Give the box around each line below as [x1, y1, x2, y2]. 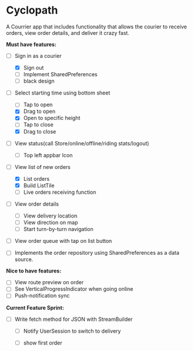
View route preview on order [14, 279, 84, 286]
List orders [23, 175, 50, 182]
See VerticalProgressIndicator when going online [14, 285, 134, 292]
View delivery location [23, 212, 78, 219]
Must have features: [6, 41, 57, 48]
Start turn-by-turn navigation [23, 226, 94, 233]
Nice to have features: [6, 267, 62, 275]
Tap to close [23, 121, 54, 128]
